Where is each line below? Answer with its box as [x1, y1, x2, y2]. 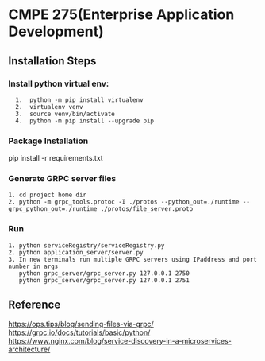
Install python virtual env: [8, 78, 109, 89]
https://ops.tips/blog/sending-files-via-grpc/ [8, 319, 155, 328]
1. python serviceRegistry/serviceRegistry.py [8, 241, 165, 250]
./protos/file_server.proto [100, 205, 194, 213]
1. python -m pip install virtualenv [15, 95, 144, 104]
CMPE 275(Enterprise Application [8, 6, 235, 24]
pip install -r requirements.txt [8, 153, 103, 163]
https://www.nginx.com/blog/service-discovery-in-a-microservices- [8, 336, 232, 345]
